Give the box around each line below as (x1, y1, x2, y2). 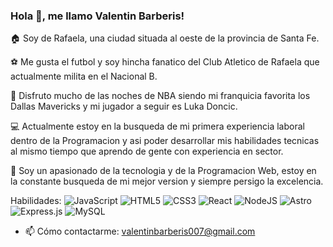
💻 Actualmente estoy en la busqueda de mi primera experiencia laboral (10, 120, 305, 133)
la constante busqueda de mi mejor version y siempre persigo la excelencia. (10, 175, 324, 188)
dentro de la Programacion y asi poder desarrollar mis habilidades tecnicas (10, 135, 320, 147)
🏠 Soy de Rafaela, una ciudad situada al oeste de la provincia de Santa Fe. (10, 32, 320, 44)
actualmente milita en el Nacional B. (10, 70, 158, 83)
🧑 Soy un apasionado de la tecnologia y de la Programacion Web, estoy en (10, 165, 317, 177)
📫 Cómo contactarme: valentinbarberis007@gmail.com (24, 225, 256, 238)
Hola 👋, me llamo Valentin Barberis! (10, 9, 185, 23)
